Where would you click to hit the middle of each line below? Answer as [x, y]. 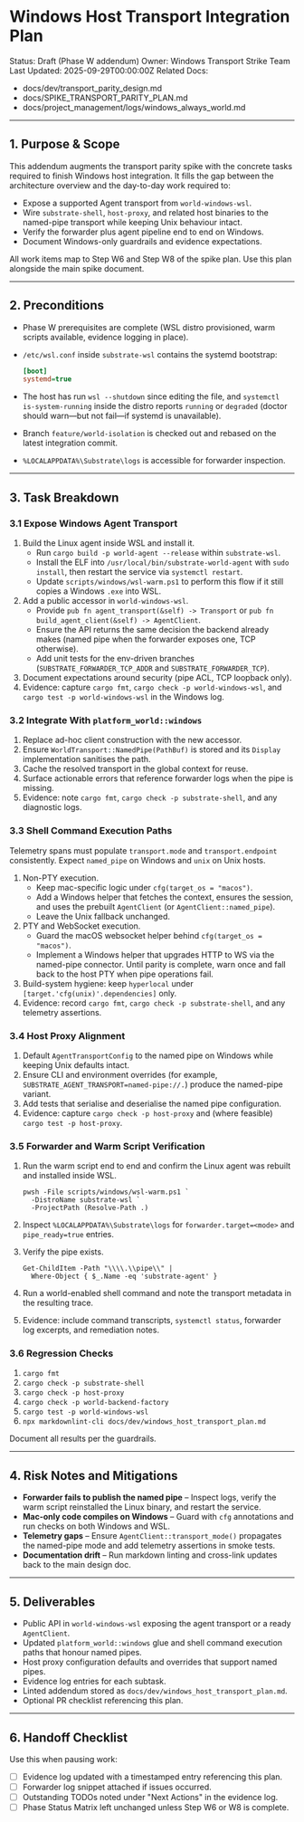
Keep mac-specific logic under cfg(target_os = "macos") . [144, 887]
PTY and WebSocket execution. [81, 926]
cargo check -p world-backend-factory [95, 1403]
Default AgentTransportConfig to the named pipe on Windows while [148, 1055]
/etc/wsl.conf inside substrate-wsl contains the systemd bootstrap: [150, 354]
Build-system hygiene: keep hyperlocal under [108, 983]
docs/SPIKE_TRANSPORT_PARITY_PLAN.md [105, 98]
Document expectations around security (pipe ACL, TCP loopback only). [157, 677]
